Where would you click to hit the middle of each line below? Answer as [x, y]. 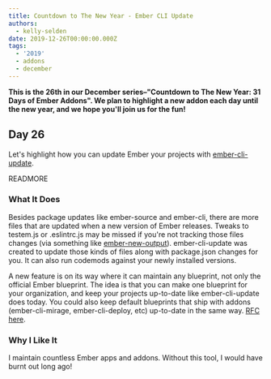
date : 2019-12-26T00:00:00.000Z [63, 39]
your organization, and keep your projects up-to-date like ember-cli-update [134, 293]
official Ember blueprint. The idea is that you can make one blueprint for [128, 284]
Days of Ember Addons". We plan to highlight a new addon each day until [133, 100]
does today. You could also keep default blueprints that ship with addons [129, 302]
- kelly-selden [41, 31]
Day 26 [27, 135]
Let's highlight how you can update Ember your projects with [110, 154]
